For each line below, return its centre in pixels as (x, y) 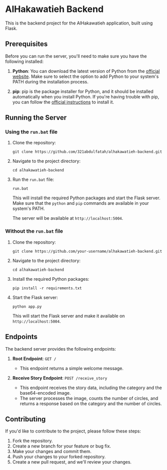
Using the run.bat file (31, 132)
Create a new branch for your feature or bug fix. (62, 446)
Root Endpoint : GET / (34, 359)
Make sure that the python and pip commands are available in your (81, 203)
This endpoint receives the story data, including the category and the (91, 388)
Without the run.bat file (34, 231)
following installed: (24, 61)
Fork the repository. (33, 441)
